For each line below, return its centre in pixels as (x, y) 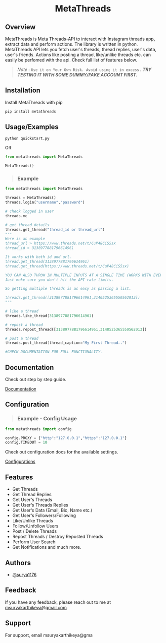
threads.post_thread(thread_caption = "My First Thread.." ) (66, 343)
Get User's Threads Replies (40, 505)
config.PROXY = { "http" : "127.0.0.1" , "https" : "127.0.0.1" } (66, 438)
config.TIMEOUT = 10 (26, 443)
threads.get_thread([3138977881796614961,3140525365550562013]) (73, 298)
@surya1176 (24, 575)
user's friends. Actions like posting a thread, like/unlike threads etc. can (78, 55)
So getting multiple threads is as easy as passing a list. (68, 289)
